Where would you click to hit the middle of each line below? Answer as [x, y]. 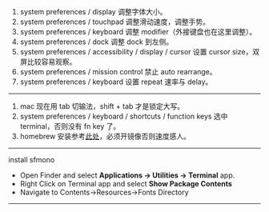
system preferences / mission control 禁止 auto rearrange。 [118, 72]
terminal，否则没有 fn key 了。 [70, 126]
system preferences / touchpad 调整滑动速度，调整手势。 [115, 22]
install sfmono [32, 160]
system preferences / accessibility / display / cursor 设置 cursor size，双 [140, 52]
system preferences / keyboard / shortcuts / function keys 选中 [124, 116]
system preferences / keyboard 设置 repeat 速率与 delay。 [116, 82]
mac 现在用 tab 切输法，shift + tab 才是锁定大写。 [102, 106]
